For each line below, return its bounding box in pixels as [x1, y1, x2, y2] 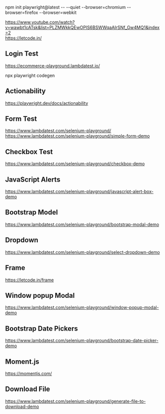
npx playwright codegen [5, 72, 55, 78]
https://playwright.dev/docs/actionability [5, 100, 88, 106]
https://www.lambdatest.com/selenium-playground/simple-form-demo [5, 133, 150, 139]
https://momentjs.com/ [5, 370, 52, 376]
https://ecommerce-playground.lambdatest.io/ [5, 62, 100, 69]
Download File [5, 385, 51, 394]
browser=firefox [5, 9, 38, 15]
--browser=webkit [39, 9, 77, 15]
